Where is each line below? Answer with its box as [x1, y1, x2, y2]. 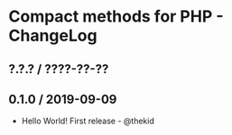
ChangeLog [8, 25, 97, 46]
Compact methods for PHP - [8, 6, 224, 27]
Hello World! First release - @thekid [21, 115, 155, 127]
